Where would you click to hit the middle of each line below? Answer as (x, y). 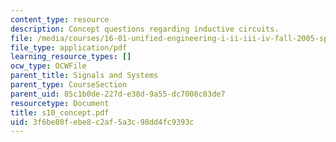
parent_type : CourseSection (69, 85)
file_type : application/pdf (69, 47)
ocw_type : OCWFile (48, 66)
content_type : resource (60, 19)
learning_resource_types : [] (71, 57)
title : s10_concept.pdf (60, 112)
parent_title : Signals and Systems (84, 76)
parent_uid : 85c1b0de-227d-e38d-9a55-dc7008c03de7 (118, 94)
